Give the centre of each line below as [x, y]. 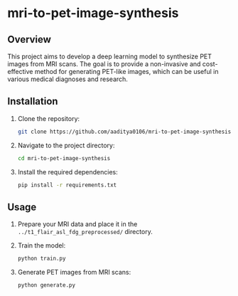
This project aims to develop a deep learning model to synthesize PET [109, 56]
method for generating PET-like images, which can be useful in [126, 72]
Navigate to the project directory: [66, 145]
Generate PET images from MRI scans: [74, 273]
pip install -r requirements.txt [67, 185]
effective [20, 72]
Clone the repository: [49, 118]
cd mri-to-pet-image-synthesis [64, 158]
